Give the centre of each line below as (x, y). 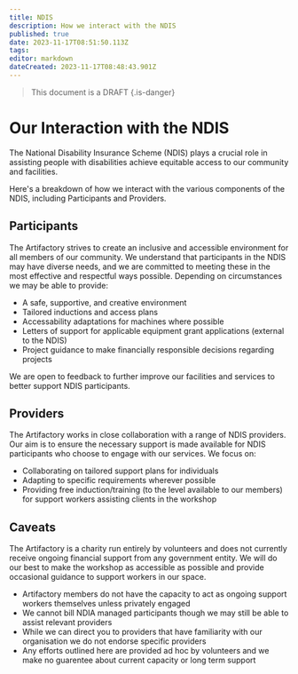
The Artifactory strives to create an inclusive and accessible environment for (149, 247)
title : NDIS (31, 17)
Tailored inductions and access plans (90, 312)
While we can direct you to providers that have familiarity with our (142, 632)
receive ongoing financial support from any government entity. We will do (143, 558)
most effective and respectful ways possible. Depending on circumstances (145, 275)
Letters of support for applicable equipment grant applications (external (153, 330)
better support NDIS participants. (70, 385)
